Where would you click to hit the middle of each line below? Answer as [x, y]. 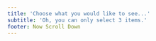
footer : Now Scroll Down [44, 26]
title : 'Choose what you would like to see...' [79, 14]
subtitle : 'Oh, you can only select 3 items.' [77, 20]
